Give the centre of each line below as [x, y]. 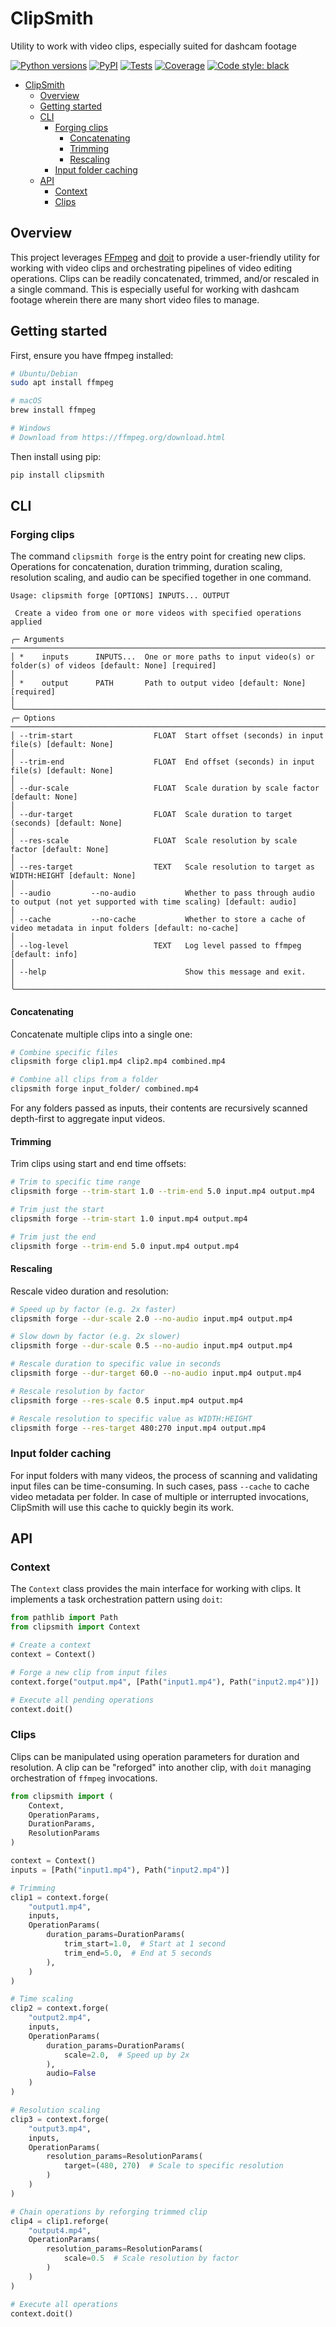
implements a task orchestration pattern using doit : [116, 1599]
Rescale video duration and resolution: [89, 1291]
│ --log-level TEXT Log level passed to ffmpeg [156, 946]
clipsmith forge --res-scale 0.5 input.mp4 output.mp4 [127, 1400]
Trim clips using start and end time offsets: [98, 1164]
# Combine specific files [64, 1052]
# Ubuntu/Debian [44, 373]
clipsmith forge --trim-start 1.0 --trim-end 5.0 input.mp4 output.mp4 [162, 1192]
